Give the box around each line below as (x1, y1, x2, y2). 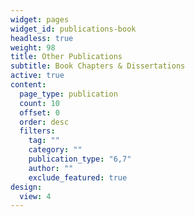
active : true (10, 71, 65, 81)
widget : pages (10, 14, 70, 25)
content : (10, 80, 47, 90)
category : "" (28, 145, 83, 155)
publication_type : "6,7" (28, 154, 132, 164)
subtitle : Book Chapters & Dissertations (10, 61, 186, 71)
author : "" (28, 163, 74, 173)
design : (10, 182, 43, 192)
